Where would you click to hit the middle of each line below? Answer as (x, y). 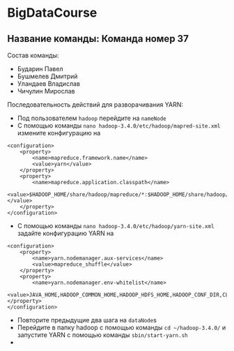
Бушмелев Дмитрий (47, 76)
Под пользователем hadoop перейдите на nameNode (92, 118)
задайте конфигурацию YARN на (65, 233)
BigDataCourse (52, 13)
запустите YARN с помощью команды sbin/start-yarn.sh (102, 335)
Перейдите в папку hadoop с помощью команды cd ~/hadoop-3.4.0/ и (122, 327)
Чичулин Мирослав (46, 91)
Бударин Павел (40, 69)
